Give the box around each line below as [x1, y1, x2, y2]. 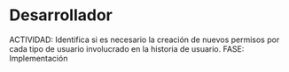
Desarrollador [9, 5, 113, 25]
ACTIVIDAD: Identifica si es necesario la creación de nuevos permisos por [9, 34, 280, 45]
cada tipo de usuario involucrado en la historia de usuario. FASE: [9, 43, 245, 54]
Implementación [9, 53, 68, 63]
